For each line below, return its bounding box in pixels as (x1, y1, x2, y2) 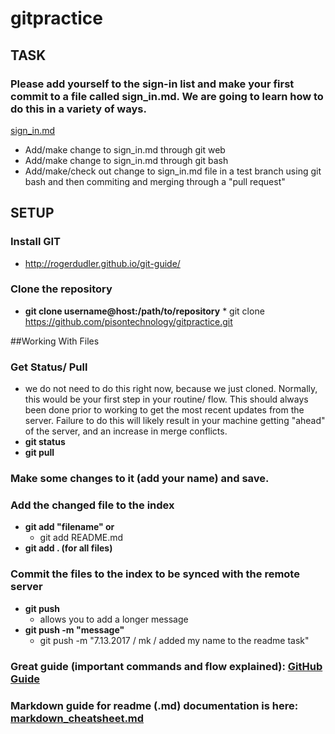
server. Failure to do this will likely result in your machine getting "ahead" (24, 415, 326, 427)
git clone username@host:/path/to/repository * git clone (24, 305, 265, 317)
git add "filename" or (24, 521, 115, 533)
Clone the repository (10, 282, 113, 296)
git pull (24, 447, 55, 459)
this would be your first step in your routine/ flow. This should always (24, 393, 309, 406)
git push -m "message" (24, 623, 125, 636)
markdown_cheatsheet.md (10, 711, 145, 725)
